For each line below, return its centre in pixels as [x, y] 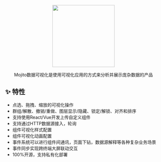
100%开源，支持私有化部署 [40, 155]
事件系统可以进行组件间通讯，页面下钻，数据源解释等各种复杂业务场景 [84, 142]
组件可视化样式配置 [32, 130]
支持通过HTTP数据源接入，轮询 [44, 123]
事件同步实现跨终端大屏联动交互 [45, 148]
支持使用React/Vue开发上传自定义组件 [51, 117]
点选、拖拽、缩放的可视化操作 [43, 105]
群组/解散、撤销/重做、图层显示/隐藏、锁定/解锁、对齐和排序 [74, 111]
